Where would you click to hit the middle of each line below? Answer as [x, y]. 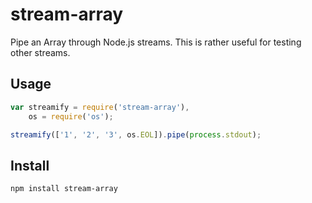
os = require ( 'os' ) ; [71, 116]
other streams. [40, 52]
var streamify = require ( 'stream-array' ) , [100, 107]
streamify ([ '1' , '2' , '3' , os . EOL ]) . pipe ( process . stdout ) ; [136, 134]
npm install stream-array [64, 189]
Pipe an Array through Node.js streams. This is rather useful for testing [156, 42]
